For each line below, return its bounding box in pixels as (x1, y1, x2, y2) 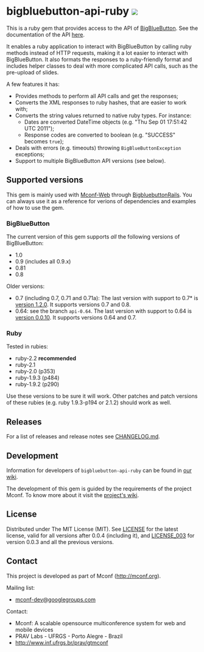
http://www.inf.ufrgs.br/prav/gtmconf (15, 639, 108, 646)
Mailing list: (6, 584, 35, 591)
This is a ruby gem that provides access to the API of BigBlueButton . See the (6, 24, 199, 32)
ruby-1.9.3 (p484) (15, 374, 60, 382)
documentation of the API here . (6, 30, 85, 38)
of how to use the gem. (6, 204, 65, 211)
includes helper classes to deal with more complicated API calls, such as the (6, 62, 198, 70)
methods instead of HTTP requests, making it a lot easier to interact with (6, 49, 188, 56)
